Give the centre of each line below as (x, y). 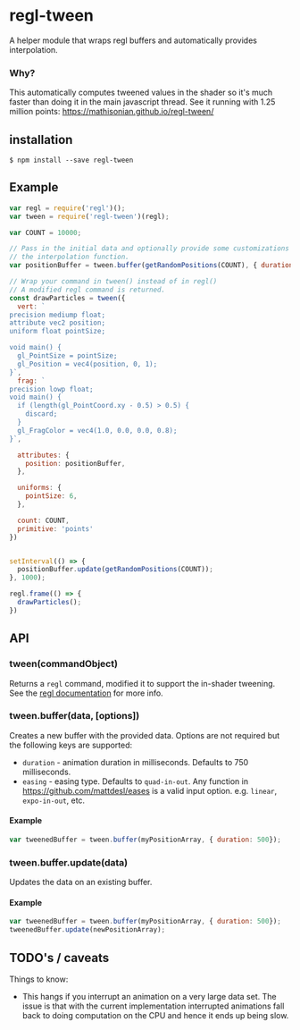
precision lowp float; (51, 389)
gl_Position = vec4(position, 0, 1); (87, 364)
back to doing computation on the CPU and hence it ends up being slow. (155, 1015)
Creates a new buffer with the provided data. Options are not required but (145, 735)
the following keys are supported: (71, 745)
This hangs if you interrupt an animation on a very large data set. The (149, 996)
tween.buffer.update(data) (68, 862)
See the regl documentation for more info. (86, 693)
